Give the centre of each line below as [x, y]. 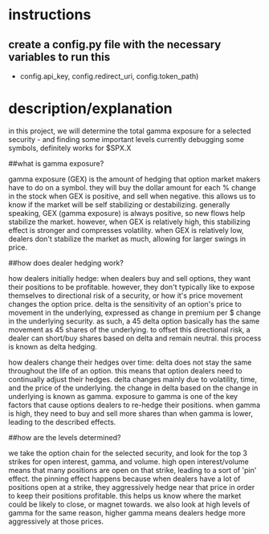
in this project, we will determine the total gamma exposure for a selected [130, 131]
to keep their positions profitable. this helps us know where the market [125, 495]
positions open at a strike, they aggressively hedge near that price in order [132, 487]
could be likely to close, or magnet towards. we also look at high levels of [129, 504]
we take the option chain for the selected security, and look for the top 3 [128, 453]
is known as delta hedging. [53, 346]
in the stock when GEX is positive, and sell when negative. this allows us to [132, 196]
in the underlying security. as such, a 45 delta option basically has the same [134, 321]
